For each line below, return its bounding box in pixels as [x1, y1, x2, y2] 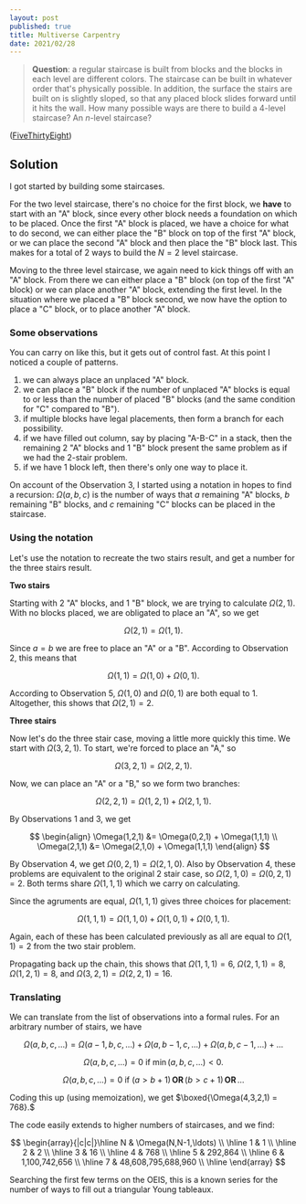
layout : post [9, 13, 59, 23]
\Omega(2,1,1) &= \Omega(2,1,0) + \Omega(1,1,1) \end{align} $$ [37, 840, 270, 851]
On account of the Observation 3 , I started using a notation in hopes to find [9, 480, 292, 491]
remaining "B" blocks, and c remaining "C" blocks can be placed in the [9, 499, 276, 510]
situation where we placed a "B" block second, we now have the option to [9, 294, 288, 305]
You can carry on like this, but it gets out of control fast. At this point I [9, 347, 271, 358]
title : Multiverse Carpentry [9, 30, 121, 39]
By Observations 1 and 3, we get [9, 813, 132, 824]
